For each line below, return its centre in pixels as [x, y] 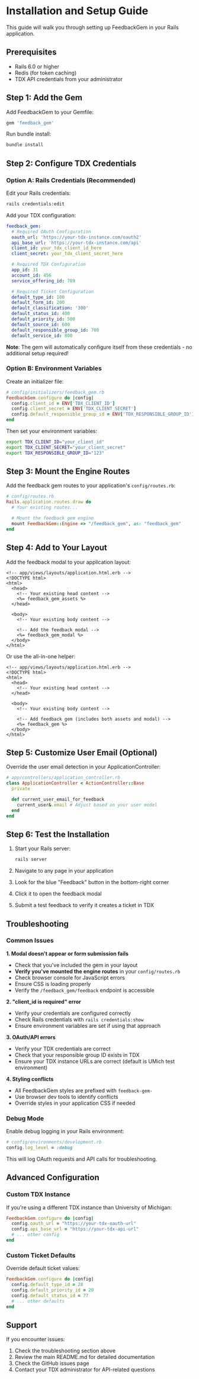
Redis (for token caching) [46, 73]
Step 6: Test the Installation [58, 834]
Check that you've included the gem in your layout [76, 965]
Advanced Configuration [53, 1177]
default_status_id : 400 [41, 314]
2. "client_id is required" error [44, 1001]
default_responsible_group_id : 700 [55, 330]
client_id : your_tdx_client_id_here [57, 248]
